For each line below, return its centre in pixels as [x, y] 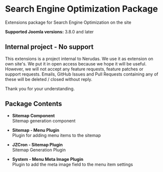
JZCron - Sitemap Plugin [37, 144]
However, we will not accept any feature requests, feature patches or [74, 69]
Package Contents [34, 104]
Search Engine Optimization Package [81, 9]
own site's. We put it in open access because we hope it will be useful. [76, 63]
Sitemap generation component [44, 121]
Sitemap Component [33, 115]
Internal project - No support [49, 47]
